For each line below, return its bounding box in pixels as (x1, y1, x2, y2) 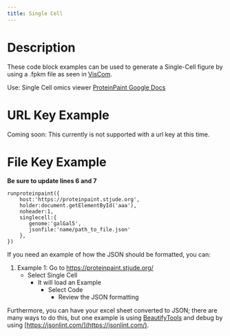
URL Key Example (7, 107, 109, 123)
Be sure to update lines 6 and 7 (7, 177, 97, 185)
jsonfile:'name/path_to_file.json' (28, 227, 131, 233)
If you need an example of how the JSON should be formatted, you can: (7, 251, 211, 259)
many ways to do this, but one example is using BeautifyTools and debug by (7, 314, 223, 322)
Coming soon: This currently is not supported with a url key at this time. (7, 130, 210, 138)
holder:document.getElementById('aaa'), (19, 202, 137, 209)
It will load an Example (37, 278, 102, 286)
